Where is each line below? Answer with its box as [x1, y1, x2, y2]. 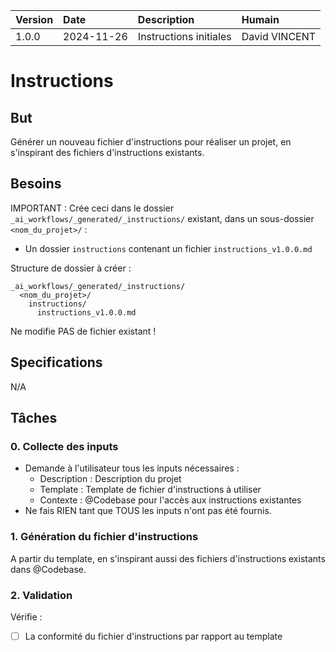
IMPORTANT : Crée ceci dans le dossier [10, 202, 175, 214]
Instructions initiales [137, 30, 232, 43]
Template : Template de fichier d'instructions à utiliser [39, 484, 262, 496]
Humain [241, 13, 280, 26]
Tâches [10, 410, 58, 427]
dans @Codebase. [10, 563, 87, 575]
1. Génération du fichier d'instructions [10, 530, 199, 544]
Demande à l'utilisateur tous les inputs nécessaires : [24, 462, 240, 474]
